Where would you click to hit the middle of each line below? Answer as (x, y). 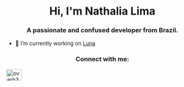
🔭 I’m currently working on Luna (55, 43)
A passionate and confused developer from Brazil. (102, 30)
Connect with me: (102, 59)
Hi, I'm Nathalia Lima (102, 11)
